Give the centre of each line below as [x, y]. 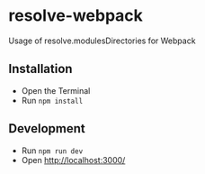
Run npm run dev [52, 151]
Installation [40, 69]
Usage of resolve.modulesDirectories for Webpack [102, 41]
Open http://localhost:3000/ [73, 160]
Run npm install [52, 100]
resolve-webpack [76, 16]
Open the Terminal [56, 90]
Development [47, 128]
